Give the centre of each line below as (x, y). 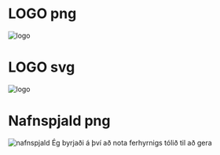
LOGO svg (42, 67)
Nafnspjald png (59, 121)
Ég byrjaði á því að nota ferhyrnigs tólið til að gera (132, 142)
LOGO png (42, 14)
